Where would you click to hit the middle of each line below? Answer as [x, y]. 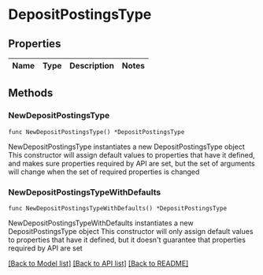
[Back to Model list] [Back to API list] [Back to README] [98, 263]
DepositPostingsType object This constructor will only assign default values [131, 231]
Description [92, 66]
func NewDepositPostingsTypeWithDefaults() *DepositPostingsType [117, 208]
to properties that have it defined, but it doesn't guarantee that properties [127, 240]
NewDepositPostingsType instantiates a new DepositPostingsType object [127, 147]
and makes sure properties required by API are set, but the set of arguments [131, 163]
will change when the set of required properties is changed [104, 172]
